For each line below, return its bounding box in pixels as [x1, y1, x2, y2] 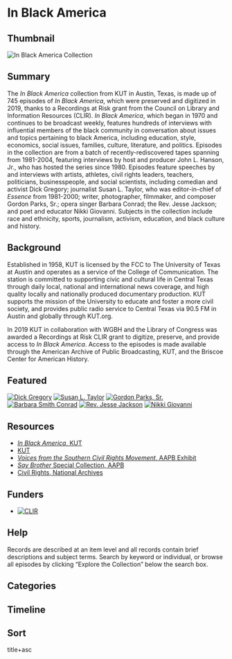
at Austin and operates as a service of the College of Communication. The [7, 267, 219, 276]
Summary [7, 71, 51, 82]
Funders [7, 489, 44, 500]
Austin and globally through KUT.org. [7, 312, 113, 320]
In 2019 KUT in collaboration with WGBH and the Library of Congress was [7, 325, 217, 333]
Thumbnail [7, 33, 55, 44]
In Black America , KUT [17, 439, 82, 448]
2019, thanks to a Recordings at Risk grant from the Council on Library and [7, 104, 220, 112]
